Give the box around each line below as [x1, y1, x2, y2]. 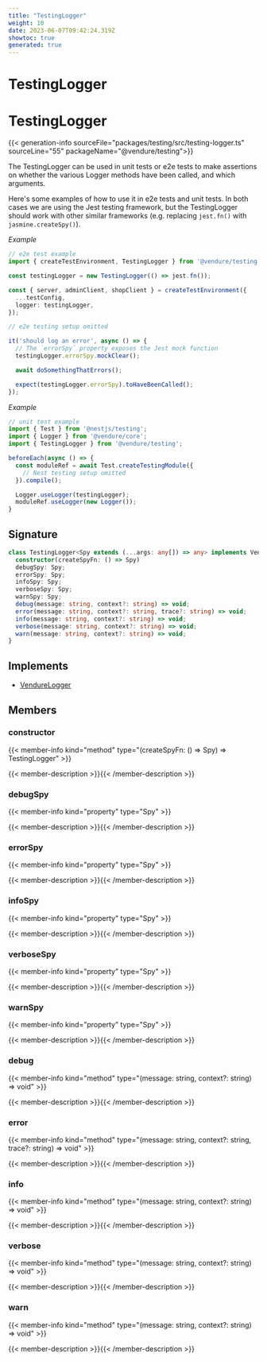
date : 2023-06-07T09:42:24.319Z [8, 26, 115, 34]
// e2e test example [8, 250, 77, 258]
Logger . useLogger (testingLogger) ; [15, 490, 130, 499]
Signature [8, 528, 58, 541]
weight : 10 [8, 19, 44, 27]
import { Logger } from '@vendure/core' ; [8, 432, 148, 441]
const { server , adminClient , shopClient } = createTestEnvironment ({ [8, 286, 247, 294]
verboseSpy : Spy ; [15, 586, 73, 594]
